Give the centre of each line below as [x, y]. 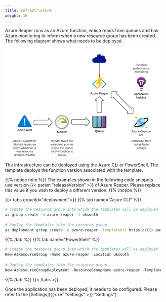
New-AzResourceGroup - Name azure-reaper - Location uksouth [67, 255]
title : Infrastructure [28, 10]
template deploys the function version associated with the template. [74, 170]
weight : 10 [16, 16]
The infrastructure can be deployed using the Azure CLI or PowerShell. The [82, 165]
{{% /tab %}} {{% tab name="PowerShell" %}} [53, 240]
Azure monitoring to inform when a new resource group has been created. [81, 36]
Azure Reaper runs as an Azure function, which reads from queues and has [82, 30]
